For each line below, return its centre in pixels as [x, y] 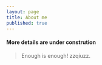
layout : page [23, 12]
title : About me [27, 17]
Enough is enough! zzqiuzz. [56, 55]
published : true [27, 23]
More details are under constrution [51, 42]
